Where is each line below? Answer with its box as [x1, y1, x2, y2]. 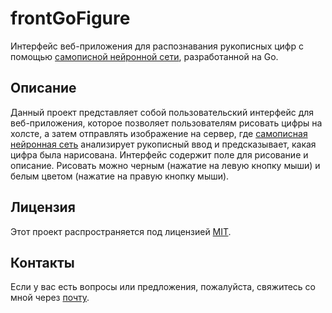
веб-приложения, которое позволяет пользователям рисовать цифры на [10, 117, 323, 129]
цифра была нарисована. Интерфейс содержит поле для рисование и [10, 148, 309, 161]
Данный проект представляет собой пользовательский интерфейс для [10, 106, 315, 118]
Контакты [10, 254, 75, 271]
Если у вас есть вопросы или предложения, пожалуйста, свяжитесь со [10, 281, 317, 293]
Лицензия [10, 199, 76, 216]
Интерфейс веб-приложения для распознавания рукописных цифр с [10, 40, 304, 52]
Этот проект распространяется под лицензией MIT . [10, 225, 232, 237]
